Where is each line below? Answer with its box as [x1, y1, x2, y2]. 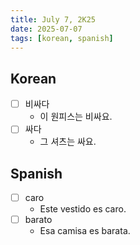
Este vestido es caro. [39, 203, 127, 215]
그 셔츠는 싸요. [39, 136, 97, 148]
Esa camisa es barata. [39, 225, 131, 237]
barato [24, 214, 53, 226]
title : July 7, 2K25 [10, 14, 97, 25]
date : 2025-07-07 [10, 24, 83, 34]
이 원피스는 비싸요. [39, 111, 113, 123]
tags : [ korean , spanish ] [10, 33, 114, 43]
